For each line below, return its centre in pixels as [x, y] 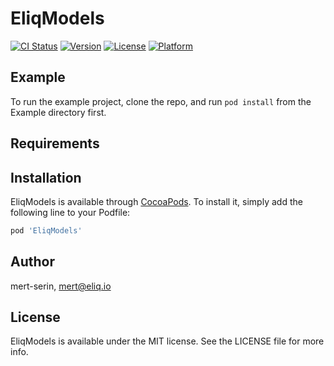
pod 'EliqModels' [46, 230]
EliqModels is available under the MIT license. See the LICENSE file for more [167, 341]
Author [32, 262]
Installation [46, 177]
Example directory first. [58, 112]
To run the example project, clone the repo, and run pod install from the [161, 101]
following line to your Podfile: [70, 212]
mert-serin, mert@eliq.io [61, 286]
